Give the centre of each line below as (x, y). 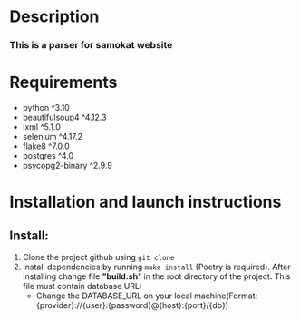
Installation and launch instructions (145, 202)
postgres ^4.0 (48, 156)
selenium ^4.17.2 (53, 137)
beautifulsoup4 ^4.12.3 (64, 117)
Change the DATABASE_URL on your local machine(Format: (147, 296)
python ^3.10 (46, 108)
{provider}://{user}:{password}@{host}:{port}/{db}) (132, 305)
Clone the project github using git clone (98, 257)
